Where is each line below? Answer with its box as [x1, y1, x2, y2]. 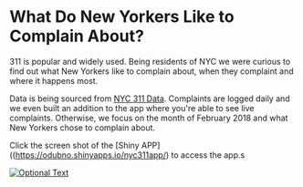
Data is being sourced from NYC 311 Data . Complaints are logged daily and [9, 93, 290, 104]
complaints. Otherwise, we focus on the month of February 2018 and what [9, 112, 288, 123]
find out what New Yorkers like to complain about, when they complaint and [9, 66, 294, 77]
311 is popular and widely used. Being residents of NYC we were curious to [9, 56, 291, 67]
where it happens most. [9, 75, 99, 86]
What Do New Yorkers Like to [9, 6, 235, 27]
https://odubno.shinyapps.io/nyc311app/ [15, 149, 167, 161]
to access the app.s [171, 149, 246, 161]
